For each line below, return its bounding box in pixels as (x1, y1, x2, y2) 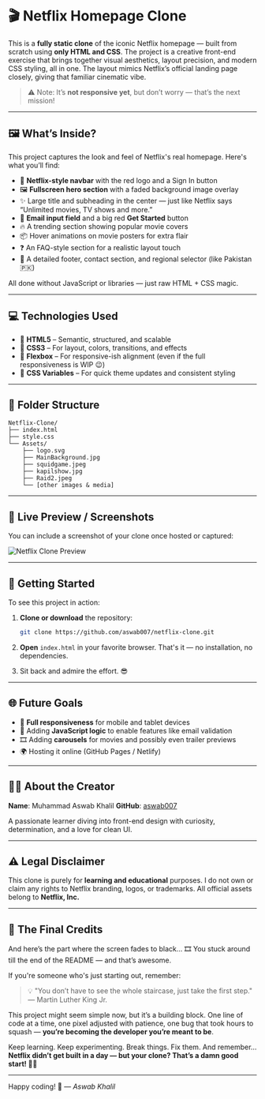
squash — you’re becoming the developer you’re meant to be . (8, 1027, 215, 1037)
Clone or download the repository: (19, 613, 132, 622)
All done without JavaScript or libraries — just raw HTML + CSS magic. (8, 278, 239, 287)
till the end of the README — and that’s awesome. (8, 955, 172, 965)
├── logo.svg (22, 447, 65, 455)
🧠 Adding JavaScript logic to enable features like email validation (19, 726, 233, 735)
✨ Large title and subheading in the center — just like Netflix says (19, 196, 233, 205)
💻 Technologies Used (8, 309, 118, 323)
